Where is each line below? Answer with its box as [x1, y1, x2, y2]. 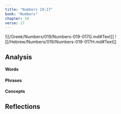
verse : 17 [5, 20, 25, 26]
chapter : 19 [5, 16, 29, 21]
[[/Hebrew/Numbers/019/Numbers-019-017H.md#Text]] [5, 39, 117, 45]
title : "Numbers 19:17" [5, 7, 53, 12]
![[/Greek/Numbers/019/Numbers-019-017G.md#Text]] [5, 34, 114, 40]
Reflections [5, 102, 41, 111]
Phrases [5, 77, 22, 83]
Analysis [5, 53, 32, 61]
